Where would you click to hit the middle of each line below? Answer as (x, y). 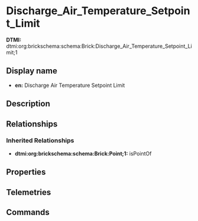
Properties (26, 172)
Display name (32, 71)
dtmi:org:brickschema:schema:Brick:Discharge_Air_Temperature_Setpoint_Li (99, 46)
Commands (28, 212)
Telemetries (29, 192)
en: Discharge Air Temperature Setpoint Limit (70, 85)
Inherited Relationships (40, 141)
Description (28, 104)
